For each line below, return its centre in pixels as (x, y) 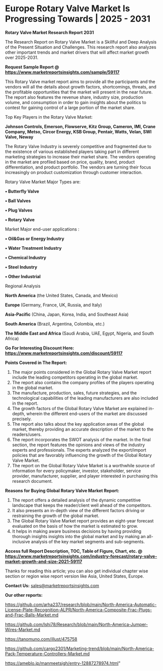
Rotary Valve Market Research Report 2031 (49, 32)
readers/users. (27, 434)
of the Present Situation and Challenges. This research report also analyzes (81, 47)
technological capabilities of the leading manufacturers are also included (85, 398)
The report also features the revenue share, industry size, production (74, 97)
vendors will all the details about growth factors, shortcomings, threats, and (81, 87)
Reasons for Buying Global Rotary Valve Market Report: (62, 490)
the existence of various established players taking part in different (72, 152)
